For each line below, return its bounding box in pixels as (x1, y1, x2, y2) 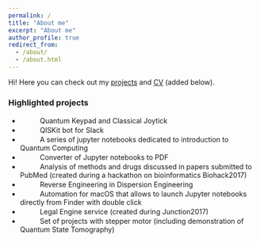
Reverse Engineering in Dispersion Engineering (39, 180, 193, 190)
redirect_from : (8, 41, 59, 49)
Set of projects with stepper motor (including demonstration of (39, 217, 244, 226)
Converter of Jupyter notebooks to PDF (39, 153, 169, 162)
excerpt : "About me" (8, 26, 77, 34)
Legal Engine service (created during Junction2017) (39, 207, 208, 217)
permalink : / (8, 11, 52, 20)
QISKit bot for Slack (39, 126, 105, 135)
